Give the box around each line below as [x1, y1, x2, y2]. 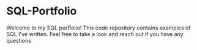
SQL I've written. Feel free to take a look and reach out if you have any [6, 30, 184, 37]
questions [6, 37, 32, 44]
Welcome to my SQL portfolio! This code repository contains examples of [6, 24, 191, 31]
